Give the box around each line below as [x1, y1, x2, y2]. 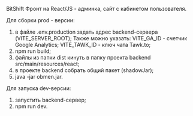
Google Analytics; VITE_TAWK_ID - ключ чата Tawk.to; [14, 41, 151, 48]
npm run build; [14, 47, 52, 55]
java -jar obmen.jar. [14, 73, 63, 80]
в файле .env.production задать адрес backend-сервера [14, 28, 158, 35]
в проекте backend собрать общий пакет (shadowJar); [14, 67, 154, 74]
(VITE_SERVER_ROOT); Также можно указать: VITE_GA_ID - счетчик [14, 35, 188, 41]
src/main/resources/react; [14, 60, 80, 67]
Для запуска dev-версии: [6, 85, 71, 92]
